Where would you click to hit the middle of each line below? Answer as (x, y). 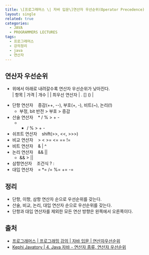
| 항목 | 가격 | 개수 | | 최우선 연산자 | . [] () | (53, 95)
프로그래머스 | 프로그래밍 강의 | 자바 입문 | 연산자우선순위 (66, 241)
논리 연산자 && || (30, 152)
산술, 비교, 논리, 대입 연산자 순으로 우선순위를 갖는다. (62, 205)
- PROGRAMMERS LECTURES (33, 32)
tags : (10, 37)
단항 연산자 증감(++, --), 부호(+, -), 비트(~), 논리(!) (62, 105)
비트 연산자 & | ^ (29, 146)
